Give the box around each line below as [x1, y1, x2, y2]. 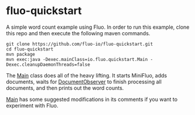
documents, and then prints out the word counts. [6, 84, 124, 92]
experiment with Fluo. [6, 102, 59, 109]
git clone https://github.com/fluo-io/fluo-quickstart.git [6, 41, 153, 47]
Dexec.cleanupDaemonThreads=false [6, 62, 91, 67]
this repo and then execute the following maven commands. [6, 29, 150, 36]
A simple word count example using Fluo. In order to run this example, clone [6, 23, 190, 31]
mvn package [6, 51, 35, 57]
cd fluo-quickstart [6, 46, 54, 52]
